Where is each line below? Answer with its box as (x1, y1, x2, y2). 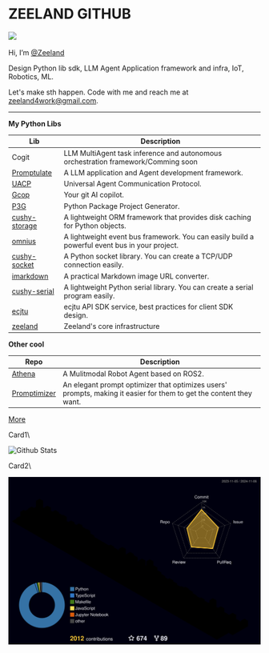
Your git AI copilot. (63, 190, 124, 200)
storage (11, 221, 38, 230)
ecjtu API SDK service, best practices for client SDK (63, 302, 234, 312)
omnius (11, 236, 36, 246)
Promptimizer (11, 388, 56, 398)
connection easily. (63, 260, 124, 270)
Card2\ (8, 461, 32, 471)
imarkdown (11, 271, 49, 281)
